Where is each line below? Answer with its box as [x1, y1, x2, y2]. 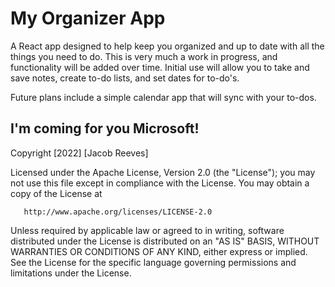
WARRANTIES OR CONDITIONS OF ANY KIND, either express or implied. [10, 245, 308, 257]
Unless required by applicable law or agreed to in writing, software [10, 224, 285, 236]
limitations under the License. [10, 267, 132, 279]
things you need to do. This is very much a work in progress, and [10, 50, 278, 62]
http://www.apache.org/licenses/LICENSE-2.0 [23, 207, 213, 217]
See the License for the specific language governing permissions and [10, 256, 297, 268]
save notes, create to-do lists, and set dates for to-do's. [10, 72, 240, 84]
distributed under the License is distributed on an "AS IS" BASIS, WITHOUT [10, 235, 320, 247]
